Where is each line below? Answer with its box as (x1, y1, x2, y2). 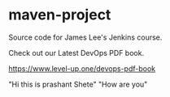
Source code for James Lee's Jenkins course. (8, 32, 163, 42)
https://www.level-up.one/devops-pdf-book (8, 63, 156, 74)
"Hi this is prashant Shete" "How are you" (8, 79, 148, 89)
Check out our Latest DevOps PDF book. (8, 48, 145, 57)
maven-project (8, 6, 111, 24)
